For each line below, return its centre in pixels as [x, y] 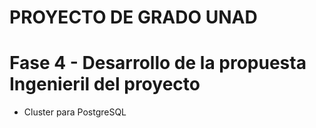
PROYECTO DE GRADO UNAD [133, 17]
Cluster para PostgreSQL [75, 112]
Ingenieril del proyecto [105, 84]
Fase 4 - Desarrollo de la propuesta [158, 63]
